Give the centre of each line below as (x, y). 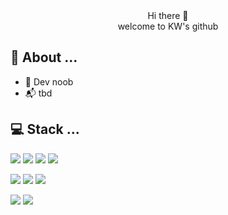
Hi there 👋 (168, 15)
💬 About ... (44, 57)
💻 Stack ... (45, 129)
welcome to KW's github (168, 26)
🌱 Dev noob (49, 81)
